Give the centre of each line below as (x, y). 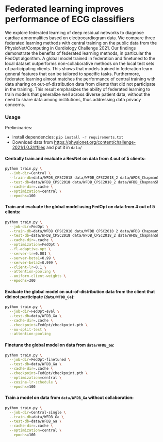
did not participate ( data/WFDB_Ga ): (40, 297)
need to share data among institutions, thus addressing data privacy (73, 99)
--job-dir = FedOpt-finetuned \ (40, 360)
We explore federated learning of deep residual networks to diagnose (74, 32)
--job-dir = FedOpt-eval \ (34, 312)
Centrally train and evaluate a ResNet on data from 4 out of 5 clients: (75, 158)
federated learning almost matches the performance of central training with (81, 79)
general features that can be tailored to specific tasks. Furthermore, (73, 74)
